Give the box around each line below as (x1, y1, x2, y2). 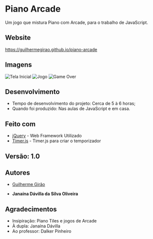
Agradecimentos (5, 205, 57, 213)
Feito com (5, 120, 36, 128)
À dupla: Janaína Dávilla (12, 223, 61, 229)
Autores (5, 168, 30, 177)
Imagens (5, 61, 32, 69)
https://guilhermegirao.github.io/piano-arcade (5, 46, 97, 52)
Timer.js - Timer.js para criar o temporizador (12, 138, 101, 144)
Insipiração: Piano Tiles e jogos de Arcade (12, 218, 97, 224)
